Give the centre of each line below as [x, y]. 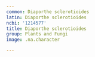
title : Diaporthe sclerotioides [46, 28]
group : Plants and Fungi [37, 34]
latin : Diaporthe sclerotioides [46, 17]
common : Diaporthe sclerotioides [48, 12]
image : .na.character [33, 40]
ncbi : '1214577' [26, 23]
